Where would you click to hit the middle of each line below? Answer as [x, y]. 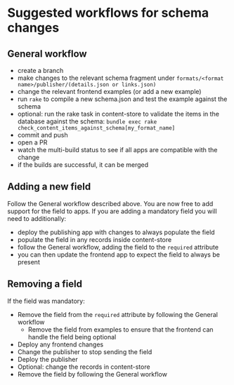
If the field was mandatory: [46, 301]
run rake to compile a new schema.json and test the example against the [122, 99]
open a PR [32, 142]
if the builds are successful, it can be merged [83, 165]
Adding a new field [49, 187]
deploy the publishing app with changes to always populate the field [116, 232]
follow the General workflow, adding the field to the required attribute [118, 247]
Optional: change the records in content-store [84, 367]
